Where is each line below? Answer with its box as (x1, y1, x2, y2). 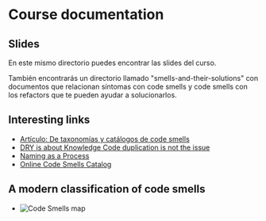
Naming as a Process (19, 151, 90, 160)
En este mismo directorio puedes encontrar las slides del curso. (8, 58, 217, 67)
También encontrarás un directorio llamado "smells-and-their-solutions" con (8, 74, 259, 82)
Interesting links (8, 113, 91, 127)
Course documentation (8, 6, 164, 24)
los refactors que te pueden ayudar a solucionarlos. (8, 90, 177, 100)
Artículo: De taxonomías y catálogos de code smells (19, 134, 191, 143)
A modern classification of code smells (8, 182, 206, 196)
